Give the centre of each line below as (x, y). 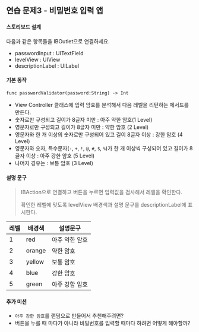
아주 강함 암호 (70, 284)
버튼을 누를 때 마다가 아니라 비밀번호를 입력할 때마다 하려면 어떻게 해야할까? (102, 323)
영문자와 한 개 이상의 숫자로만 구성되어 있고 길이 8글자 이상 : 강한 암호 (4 (99, 134)
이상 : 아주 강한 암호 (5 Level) (60, 156)
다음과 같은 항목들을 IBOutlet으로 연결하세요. (58, 41)
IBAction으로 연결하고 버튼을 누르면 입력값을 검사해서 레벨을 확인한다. (102, 192)
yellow (35, 262)
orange (36, 250)
